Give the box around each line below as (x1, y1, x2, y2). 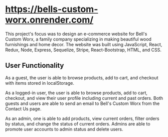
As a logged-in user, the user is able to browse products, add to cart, (5, 89, 148, 96)
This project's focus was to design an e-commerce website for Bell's (5, 31, 147, 37)
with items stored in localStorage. (5, 80, 74, 86)
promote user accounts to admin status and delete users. (5, 126, 123, 132)
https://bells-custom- (5, 4, 98, 15)
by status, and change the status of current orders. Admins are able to (5, 120, 150, 126)
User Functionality (5, 61, 64, 70)
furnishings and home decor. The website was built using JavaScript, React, (5, 41, 162, 47)
